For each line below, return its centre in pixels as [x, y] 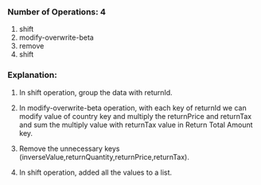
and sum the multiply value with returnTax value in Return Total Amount [136, 125]
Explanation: [32, 75]
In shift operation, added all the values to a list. [95, 172]
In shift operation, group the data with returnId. [95, 92]
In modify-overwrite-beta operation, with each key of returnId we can [133, 108]
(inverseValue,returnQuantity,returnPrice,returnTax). [104, 156]
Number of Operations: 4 [57, 12]
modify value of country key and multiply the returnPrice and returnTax [135, 116]
